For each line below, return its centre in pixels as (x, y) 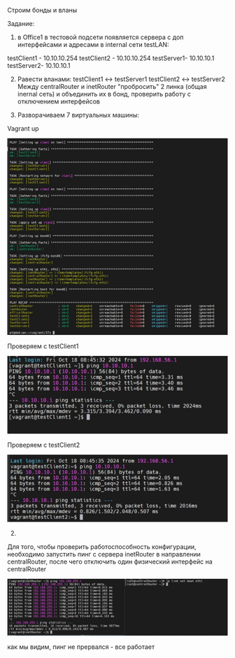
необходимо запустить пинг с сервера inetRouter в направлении (104, 554)
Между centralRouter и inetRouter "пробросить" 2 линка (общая (112, 86)
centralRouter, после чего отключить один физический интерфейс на (110, 562)
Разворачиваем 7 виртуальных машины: (78, 115)
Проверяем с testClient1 (43, 346)
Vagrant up (23, 128)
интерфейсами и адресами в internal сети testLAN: (93, 44)
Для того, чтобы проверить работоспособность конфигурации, (102, 546)
